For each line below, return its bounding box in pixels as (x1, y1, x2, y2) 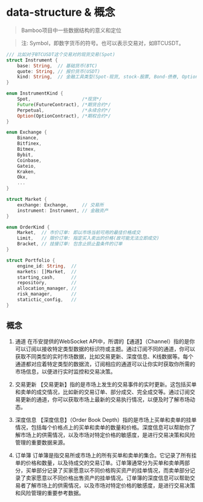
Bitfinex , (17, 141, 42, 147)
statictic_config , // (17, 297, 77, 303)
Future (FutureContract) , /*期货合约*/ (17, 101, 111, 107)
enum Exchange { (6, 129, 47, 136)
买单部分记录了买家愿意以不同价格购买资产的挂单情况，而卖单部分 (25, 466, 190, 474)
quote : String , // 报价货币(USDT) (17, 68, 101, 74)
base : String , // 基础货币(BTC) (17, 63, 98, 69)
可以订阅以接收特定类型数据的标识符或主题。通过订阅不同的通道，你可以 (14, 345, 195, 352)
